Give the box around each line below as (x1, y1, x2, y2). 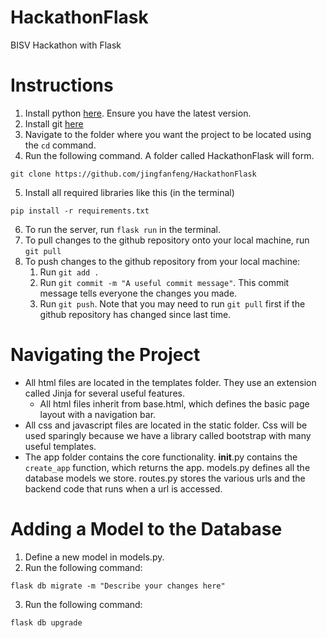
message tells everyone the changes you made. (39, 287, 238, 299)
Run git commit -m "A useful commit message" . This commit (39, 276, 290, 288)
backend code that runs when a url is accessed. (24, 482, 223, 495)
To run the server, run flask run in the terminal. (24, 223, 221, 235)
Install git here (24, 117, 84, 130)
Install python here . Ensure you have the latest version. (24, 107, 252, 119)
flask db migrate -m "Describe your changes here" (10, 581, 226, 591)
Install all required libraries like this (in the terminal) (24, 186, 235, 198)
